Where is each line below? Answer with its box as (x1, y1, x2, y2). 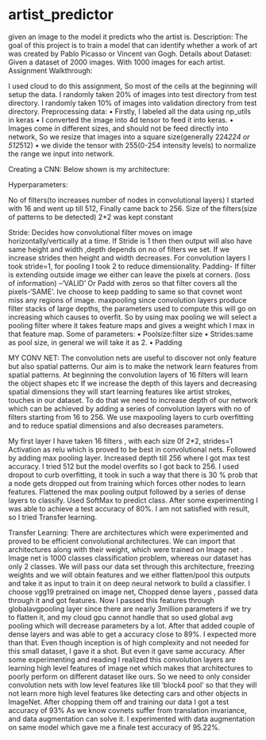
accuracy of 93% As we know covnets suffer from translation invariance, (8, 705, 247, 715)
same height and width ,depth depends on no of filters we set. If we (8, 245, 230, 254)
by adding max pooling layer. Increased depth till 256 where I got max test (8, 452, 251, 463)
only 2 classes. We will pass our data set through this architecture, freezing (8, 562, 255, 571)
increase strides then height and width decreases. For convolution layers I (8, 253, 250, 262)
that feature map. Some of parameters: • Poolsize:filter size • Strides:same (8, 329, 254, 339)
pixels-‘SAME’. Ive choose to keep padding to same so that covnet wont (8, 287, 243, 296)
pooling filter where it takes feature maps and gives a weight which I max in (8, 320, 256, 330)
